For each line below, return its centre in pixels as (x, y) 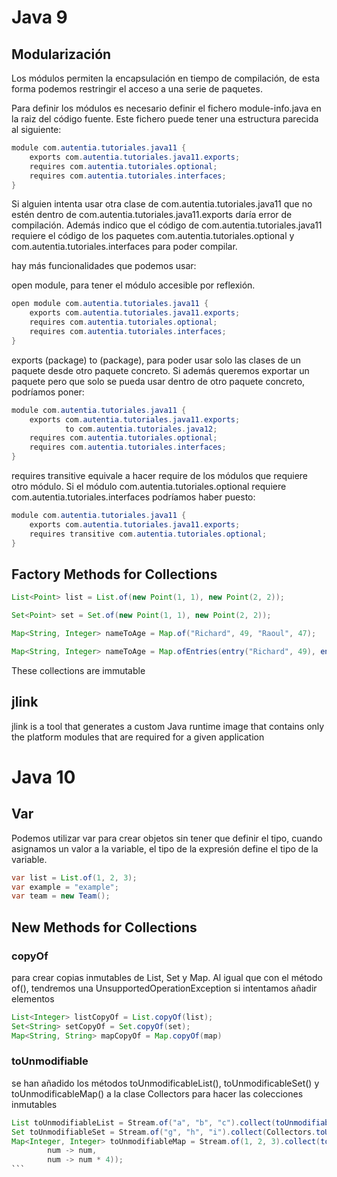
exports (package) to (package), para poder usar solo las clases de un (156, 360)
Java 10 (43, 777)
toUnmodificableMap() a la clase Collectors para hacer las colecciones (157, 1093)
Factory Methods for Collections (114, 574)
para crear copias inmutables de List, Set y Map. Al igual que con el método (167, 977)
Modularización (61, 54)
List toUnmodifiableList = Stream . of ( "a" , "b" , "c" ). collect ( (143, 1122)
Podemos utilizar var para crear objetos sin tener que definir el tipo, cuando (167, 838)
